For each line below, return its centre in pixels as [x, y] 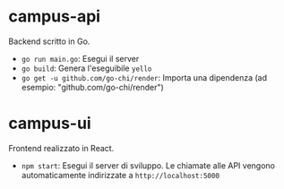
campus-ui [50, 124]
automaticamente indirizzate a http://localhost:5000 [120, 175]
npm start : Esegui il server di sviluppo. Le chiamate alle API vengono [148, 165]
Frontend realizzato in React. [61, 148]
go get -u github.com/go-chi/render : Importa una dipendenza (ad [144, 77]
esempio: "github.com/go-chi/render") [93, 87]
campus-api [54, 17]
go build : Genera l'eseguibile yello [86, 68]
